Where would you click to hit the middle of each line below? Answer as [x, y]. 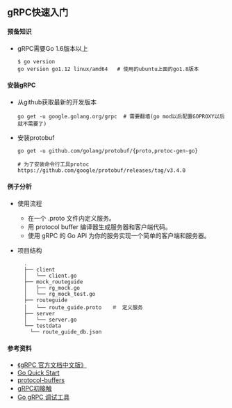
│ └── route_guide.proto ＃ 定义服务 [84, 308]
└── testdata [43, 326]
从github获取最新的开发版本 [57, 102]
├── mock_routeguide [53, 282]
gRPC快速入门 [38, 13]
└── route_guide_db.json [66, 332]
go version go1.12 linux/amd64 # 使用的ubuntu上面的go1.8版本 [108, 69]
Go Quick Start [39, 373]
